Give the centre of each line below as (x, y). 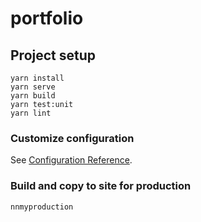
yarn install (37, 78)
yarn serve (33, 87)
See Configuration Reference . (71, 160)
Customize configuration (72, 138)
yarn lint (31, 113)
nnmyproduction (42, 207)
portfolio (47, 18)
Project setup (53, 55)
